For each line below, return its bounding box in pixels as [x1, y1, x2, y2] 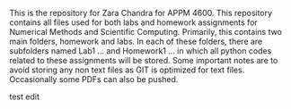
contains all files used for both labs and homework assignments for [9, 17, 258, 28]
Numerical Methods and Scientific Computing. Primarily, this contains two [9, 27, 283, 37]
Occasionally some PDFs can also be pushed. [9, 74, 179, 84]
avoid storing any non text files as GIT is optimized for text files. [9, 64, 245, 75]
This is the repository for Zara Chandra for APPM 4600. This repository [9, 8, 272, 18]
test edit [9, 91, 40, 102]
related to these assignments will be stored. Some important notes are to [9, 55, 278, 65]
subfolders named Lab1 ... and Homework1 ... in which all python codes [9, 46, 272, 56]
